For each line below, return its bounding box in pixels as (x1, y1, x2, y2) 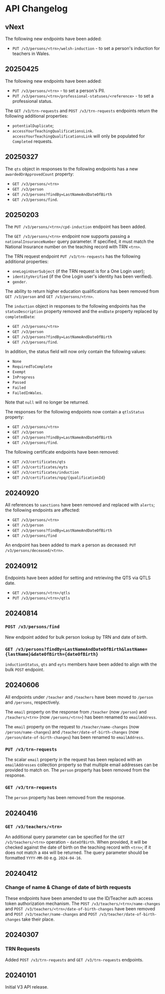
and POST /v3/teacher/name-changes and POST (5, 911, 97, 917)
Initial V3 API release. (5, 984, 48, 990)
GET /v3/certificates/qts (12, 459, 66, 465)
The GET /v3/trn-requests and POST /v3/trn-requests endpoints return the (5, 107, 158, 114)
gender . (12, 279, 27, 285)
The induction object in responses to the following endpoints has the (5, 303, 146, 309)
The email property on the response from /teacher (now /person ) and (5, 709, 147, 715)
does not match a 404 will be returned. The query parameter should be (5, 850, 149, 856)
